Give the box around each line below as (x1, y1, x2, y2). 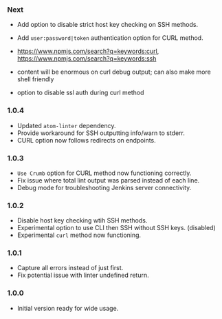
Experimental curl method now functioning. (16, 231, 142, 239)
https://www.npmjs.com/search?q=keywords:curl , (16, 47, 159, 56)
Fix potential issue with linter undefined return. (16, 271, 149, 280)
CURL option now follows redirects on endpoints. (16, 136, 156, 144)
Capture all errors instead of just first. (16, 264, 124, 272)
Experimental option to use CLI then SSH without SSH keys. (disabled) (16, 224, 217, 232)
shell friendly (16, 75, 54, 83)
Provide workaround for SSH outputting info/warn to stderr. (16, 129, 186, 137)
